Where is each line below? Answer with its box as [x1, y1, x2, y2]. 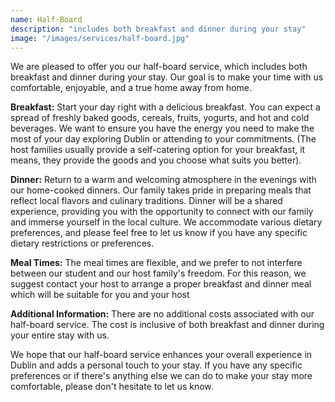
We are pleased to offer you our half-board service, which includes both [10, 61, 308, 73]
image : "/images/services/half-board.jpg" [10, 33, 190, 43]
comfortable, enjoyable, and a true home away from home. [10, 82, 253, 94]
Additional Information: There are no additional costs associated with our [10, 308, 315, 320]
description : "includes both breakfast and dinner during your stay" [10, 24, 307, 34]
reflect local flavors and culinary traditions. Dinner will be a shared [10, 195, 283, 207]
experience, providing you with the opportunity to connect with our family [10, 206, 314, 218]
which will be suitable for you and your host [10, 289, 190, 301]
